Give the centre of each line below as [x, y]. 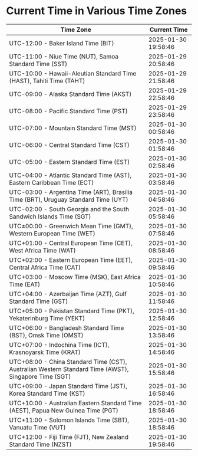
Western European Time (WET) [52, 233]
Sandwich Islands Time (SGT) [50, 216]
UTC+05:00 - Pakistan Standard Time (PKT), [72, 311]
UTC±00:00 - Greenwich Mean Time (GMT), [71, 226]
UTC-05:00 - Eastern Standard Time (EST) [70, 162]
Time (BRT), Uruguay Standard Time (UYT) [69, 199]
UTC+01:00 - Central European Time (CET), [71, 243]
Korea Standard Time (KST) [47, 393]
